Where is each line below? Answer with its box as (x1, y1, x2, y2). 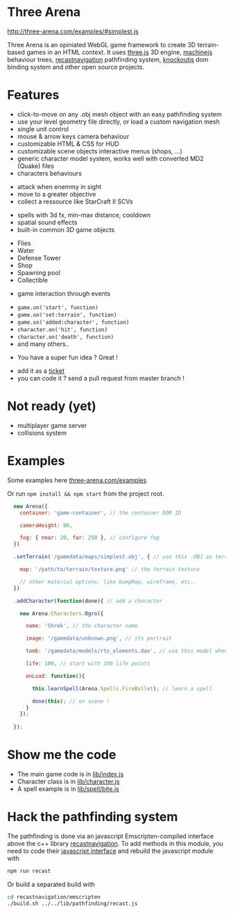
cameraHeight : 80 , (19, 522, 73, 529)
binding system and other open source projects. (7, 63, 144, 71)
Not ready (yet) (7, 399, 97, 414)
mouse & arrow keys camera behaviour (17, 132, 130, 140)
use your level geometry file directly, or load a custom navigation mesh (17, 117, 221, 126)
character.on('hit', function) (17, 326, 108, 333)
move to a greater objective (17, 190, 96, 198)
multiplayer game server (17, 421, 87, 429)
